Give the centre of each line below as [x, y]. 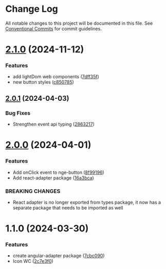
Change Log [32, 9]
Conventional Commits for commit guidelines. [53, 28]
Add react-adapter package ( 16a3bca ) [53, 177]
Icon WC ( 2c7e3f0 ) [33, 261]
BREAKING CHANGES [33, 191]
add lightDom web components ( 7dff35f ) [56, 77]
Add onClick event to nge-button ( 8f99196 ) [58, 172]
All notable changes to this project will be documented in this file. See [79, 23]
